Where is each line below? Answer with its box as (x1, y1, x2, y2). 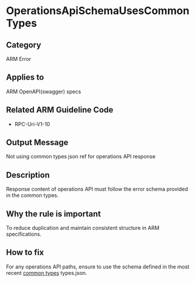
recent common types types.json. (6, 269, 87, 276)
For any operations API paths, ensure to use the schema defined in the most (6, 263, 190, 270)
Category (6, 40, 42, 50)
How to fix (6, 247, 44, 257)
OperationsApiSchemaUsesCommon (6, 4, 190, 18)
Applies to (6, 72, 45, 83)
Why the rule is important (6, 209, 101, 219)
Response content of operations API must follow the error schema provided (6, 186, 189, 193)
